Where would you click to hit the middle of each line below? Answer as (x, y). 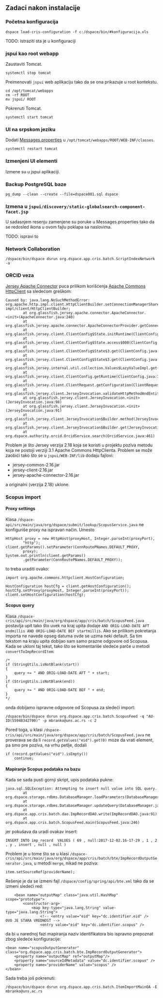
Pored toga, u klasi (24, 730)
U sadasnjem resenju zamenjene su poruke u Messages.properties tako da (80, 222)
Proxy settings (21, 509)
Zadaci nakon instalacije (43, 8)
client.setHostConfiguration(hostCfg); (46, 595)
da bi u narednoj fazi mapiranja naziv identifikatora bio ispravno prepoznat (80, 934)
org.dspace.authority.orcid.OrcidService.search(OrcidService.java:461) (80, 436)
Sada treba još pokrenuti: (31, 978)
